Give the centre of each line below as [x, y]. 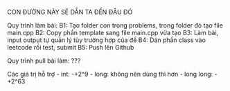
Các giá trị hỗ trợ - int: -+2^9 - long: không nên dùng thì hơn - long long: [110, 74]
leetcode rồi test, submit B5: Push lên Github [71, 47]
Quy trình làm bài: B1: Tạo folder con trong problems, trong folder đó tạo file [115, 25]
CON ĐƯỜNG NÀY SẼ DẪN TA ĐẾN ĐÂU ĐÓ [70, 12]
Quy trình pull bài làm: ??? [44, 61]
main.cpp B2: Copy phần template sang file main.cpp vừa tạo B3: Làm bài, [113, 33]
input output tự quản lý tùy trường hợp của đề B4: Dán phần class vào [107, 40]
